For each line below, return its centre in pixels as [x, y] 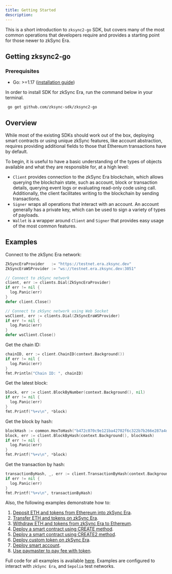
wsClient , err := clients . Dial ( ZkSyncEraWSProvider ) [63, 316]
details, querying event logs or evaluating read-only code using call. [84, 188]
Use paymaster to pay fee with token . [52, 551]
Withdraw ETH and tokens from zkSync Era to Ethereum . [72, 524]
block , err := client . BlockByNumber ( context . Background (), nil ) [75, 393]
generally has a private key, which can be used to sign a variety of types [89, 209]
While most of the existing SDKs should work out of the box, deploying [80, 135]
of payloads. [26, 215]
